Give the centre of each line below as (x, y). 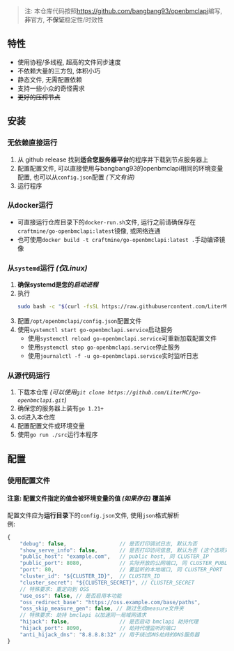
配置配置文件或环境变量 (51, 426)
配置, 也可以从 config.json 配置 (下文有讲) (76, 177)
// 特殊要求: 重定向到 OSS (55, 589)
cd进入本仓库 (36, 417)
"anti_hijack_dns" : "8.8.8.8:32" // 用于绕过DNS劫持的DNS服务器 (110, 635)
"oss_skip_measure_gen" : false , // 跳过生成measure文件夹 (102, 609)
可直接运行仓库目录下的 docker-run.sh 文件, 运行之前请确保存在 (107, 222)
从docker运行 (30, 206)
